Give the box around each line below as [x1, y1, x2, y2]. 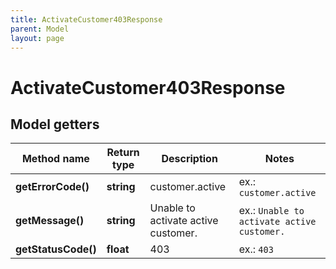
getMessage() [15, 214, 85, 228]
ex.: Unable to [238, 204, 305, 218]
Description [161, 152, 218, 166]
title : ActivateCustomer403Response [10, 14, 163, 25]
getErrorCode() [15, 180, 90, 194]
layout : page [10, 33, 65, 43]
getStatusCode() [15, 242, 97, 256]
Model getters [10, 116, 100, 133]
